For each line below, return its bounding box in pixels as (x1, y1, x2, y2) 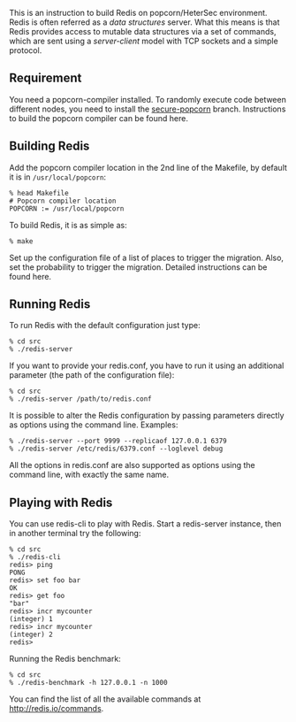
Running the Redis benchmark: (9, 654, 121, 664)
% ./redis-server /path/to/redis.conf (9, 395, 152, 403)
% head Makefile (9, 188, 69, 197)
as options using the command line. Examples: (9, 419, 178, 430)
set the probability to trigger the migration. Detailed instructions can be (9, 261, 268, 273)
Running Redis (9, 296, 91, 312)
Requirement (9, 71, 82, 86)
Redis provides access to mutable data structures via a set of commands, (9, 27, 277, 36)
